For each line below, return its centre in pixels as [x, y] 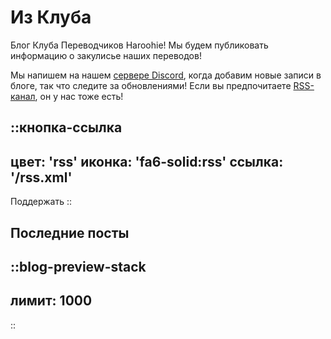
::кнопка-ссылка [66, 127]
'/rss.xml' [41, 177]
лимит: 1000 [51, 301]
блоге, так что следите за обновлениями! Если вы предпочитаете [151, 85]
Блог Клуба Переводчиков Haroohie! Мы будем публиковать [139, 45]
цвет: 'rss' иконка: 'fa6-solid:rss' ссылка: [147, 161]
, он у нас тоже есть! [79, 96]
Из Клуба [51, 17]
